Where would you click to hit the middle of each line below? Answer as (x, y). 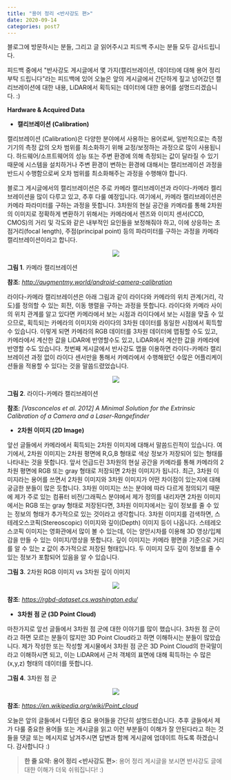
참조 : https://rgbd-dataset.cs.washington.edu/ (72, 600)
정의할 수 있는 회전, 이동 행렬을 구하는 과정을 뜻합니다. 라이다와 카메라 (115, 305)
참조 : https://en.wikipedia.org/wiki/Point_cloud (73, 706)
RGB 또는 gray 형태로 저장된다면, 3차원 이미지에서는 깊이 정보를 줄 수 (119, 506)
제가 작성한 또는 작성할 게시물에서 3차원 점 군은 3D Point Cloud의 (110, 646)
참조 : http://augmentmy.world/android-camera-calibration (90, 282)
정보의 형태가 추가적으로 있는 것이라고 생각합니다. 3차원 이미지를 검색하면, (114, 514)
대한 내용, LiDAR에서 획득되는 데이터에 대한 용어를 (110, 88)
